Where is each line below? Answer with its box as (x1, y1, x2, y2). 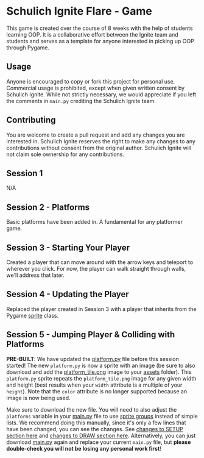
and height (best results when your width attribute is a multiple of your (6, 381, 183, 388)
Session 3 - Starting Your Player (6, 242, 130, 252)
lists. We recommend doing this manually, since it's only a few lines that (6, 419, 186, 426)
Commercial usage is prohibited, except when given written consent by (6, 84, 185, 91)
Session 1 (6, 168, 43, 178)
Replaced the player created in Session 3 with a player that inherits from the (6, 305, 197, 312)
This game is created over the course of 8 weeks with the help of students (6, 24, 193, 32)
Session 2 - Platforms (6, 202, 90, 212)
